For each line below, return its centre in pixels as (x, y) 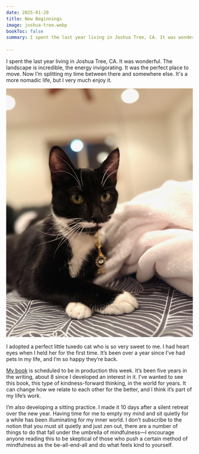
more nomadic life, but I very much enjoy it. (59, 80)
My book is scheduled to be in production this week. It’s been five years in (97, 371)
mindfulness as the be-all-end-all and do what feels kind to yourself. (89, 445)
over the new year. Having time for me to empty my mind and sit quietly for (97, 413)
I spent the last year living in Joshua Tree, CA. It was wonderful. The (89, 61)
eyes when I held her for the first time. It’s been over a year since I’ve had (96, 353)
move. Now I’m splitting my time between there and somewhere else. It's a (97, 74)
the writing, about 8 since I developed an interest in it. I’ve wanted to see (95, 377)
